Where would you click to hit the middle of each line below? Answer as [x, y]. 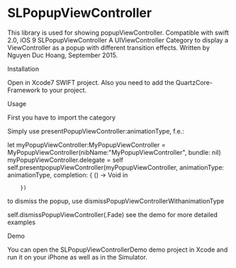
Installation [23, 69]
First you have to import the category [61, 117]
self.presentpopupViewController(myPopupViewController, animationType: [116, 167]
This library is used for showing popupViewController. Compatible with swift [118, 33]
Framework [24, 90]
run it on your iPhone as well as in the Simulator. [77, 257]
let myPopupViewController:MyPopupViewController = [86, 145]
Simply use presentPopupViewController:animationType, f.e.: [96, 131]
